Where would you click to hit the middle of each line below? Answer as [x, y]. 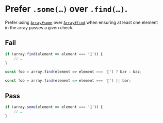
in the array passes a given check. [39, 27]
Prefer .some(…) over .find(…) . [66, 9]
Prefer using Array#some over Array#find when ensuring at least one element [81, 22]
